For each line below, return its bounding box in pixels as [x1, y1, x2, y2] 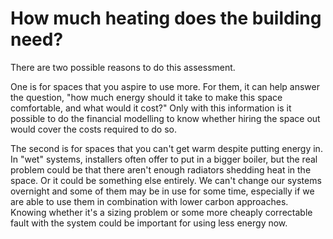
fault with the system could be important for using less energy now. [10, 217, 288, 229]
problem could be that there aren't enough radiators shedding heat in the [10, 163, 312, 176]
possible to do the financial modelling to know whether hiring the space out [10, 112, 321, 124]
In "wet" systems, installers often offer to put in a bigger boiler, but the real [10, 153, 318, 165]
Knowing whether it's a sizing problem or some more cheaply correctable [10, 206, 313, 218]
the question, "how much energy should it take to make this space [10, 91, 283, 103]
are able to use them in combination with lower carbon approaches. [10, 195, 289, 207]
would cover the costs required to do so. [10, 123, 178, 135]
